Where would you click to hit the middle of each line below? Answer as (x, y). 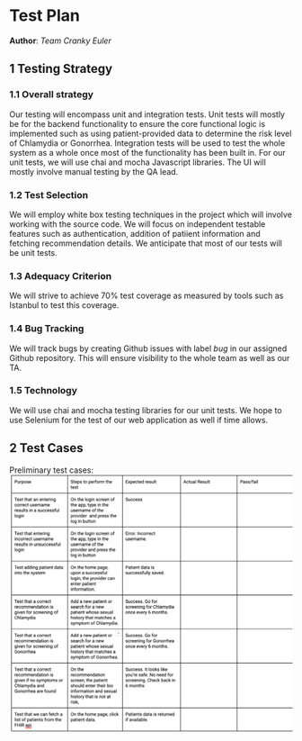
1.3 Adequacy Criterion (61, 276)
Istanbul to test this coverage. (64, 305)
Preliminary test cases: (52, 470)
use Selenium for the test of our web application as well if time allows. (138, 420)
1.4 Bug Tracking (47, 329)
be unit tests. (33, 252)
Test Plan (45, 16)
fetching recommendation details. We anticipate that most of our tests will (146, 243)
